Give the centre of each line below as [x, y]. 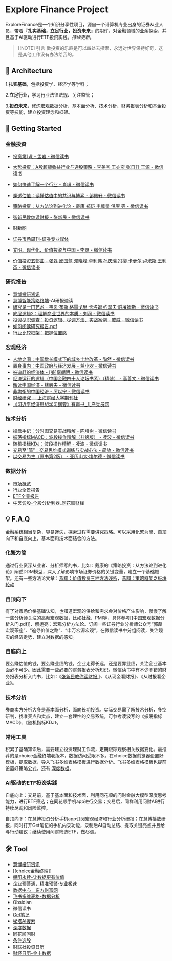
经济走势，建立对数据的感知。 [46, 637]
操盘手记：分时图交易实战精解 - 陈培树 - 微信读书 [64, 431]
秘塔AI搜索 [24, 921]
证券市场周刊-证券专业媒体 [41, 239]
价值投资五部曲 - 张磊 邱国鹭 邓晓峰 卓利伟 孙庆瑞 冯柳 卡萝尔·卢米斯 [84, 261]
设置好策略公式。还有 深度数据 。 [40, 768]
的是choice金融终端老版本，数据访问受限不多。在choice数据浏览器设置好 [87, 755]
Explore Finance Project [57, 9]
